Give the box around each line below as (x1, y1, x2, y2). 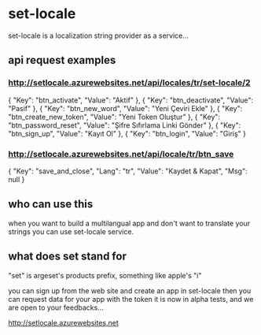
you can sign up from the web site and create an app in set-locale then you (8, 285, 252, 296)
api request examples (8, 54, 116, 67)
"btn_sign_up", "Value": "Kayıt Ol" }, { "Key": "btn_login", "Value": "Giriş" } (8, 128, 246, 138)
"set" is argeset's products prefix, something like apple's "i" (8, 270, 202, 280)
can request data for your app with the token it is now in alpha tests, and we (8, 294, 254, 303)
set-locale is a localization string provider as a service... (8, 31, 189, 40)
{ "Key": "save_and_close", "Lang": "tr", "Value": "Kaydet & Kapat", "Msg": (8, 166, 248, 176)
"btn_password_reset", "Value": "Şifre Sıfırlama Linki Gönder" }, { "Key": (8, 120, 241, 130)
